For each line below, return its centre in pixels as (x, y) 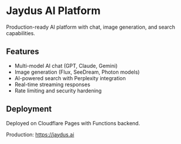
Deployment (29, 109)
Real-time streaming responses (52, 84)
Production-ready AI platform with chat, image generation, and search (91, 27)
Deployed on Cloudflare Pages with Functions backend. (73, 123)
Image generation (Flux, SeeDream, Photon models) (77, 72)
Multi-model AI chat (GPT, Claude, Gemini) (66, 66)
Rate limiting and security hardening (58, 90)
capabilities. (21, 33)
